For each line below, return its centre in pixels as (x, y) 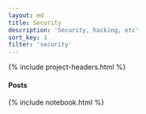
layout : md (26, 15)
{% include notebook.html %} (56, 102)
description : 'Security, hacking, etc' (74, 30)
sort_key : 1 (28, 37)
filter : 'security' (40, 45)
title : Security (35, 23)
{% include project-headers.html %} (67, 67)
